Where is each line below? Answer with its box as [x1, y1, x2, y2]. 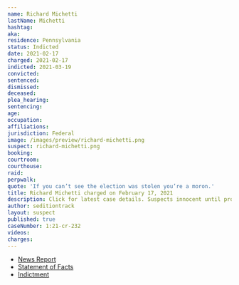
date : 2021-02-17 [7, 51, 59, 58]
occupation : [7, 116, 43, 123]
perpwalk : [7, 176, 37, 183]
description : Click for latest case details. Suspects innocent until [7, 196, 221, 203]
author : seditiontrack [7, 202, 75, 210]
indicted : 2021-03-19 [7, 63, 72, 71]
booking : [7, 150, 33, 157]
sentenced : [7, 76, 40, 84]
